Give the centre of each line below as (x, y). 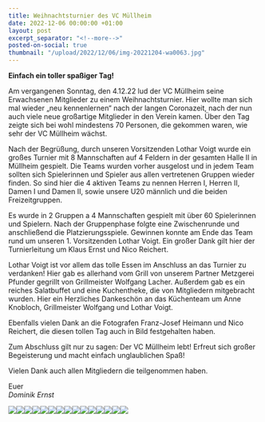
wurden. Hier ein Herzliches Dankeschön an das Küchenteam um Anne (125, 299)
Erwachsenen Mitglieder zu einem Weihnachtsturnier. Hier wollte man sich (131, 100)
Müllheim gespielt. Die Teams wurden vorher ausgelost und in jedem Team (131, 166)
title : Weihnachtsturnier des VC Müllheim (80, 16)
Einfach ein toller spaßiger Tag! (61, 76)
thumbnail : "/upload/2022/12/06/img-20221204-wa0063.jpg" (107, 53)
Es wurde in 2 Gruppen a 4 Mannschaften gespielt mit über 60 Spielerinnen (132, 215)
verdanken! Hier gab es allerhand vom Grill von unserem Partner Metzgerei (131, 273)
